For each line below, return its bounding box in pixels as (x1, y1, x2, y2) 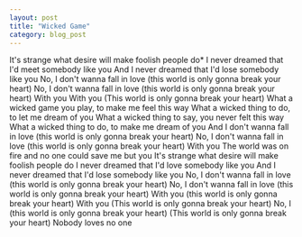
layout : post (9, 13, 59, 23)
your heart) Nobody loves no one (9, 217, 133, 228)
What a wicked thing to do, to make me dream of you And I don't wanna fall (9, 122, 289, 132)
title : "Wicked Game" (9, 22, 91, 31)
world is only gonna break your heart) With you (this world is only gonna (9, 188, 278, 199)
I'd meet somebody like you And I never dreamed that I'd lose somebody (9, 64, 279, 75)
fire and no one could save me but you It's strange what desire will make (9, 150, 279, 161)
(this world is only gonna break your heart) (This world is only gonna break (9, 208, 287, 219)
